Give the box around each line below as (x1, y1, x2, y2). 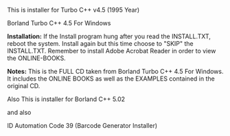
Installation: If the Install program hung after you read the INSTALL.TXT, (7, 32, 211, 40)
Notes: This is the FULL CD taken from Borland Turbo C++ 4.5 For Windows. (7, 68, 224, 75)
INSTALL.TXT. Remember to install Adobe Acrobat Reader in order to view (7, 47, 216, 55)
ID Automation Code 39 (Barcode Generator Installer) (7, 122, 158, 129)
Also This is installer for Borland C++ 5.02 (7, 95, 126, 103)
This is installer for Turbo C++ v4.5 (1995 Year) (7, 6, 140, 14)
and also (7, 109, 32, 116)
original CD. (7, 82, 41, 90)
